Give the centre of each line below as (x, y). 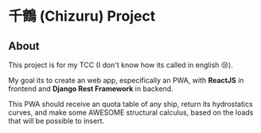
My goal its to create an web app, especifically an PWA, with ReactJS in (126, 80)
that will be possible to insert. (56, 121)
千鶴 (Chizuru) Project (82, 16)
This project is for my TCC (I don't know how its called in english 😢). (121, 65)
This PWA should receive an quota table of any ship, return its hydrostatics (130, 104)
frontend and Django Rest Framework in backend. (91, 89)
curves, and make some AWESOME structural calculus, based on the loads (131, 112)
